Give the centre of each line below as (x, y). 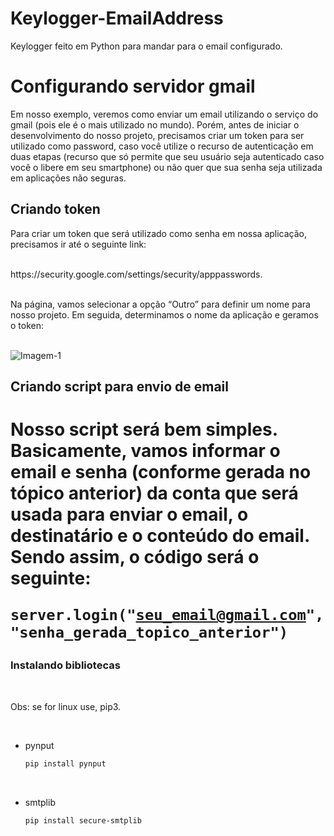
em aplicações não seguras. (68, 178)
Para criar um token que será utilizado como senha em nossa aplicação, (159, 233)
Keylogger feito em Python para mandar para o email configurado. (146, 46)
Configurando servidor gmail (133, 86)
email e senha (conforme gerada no (161, 472)
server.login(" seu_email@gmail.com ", (167, 615)
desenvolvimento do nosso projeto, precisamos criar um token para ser (157, 135)
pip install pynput (65, 763)
